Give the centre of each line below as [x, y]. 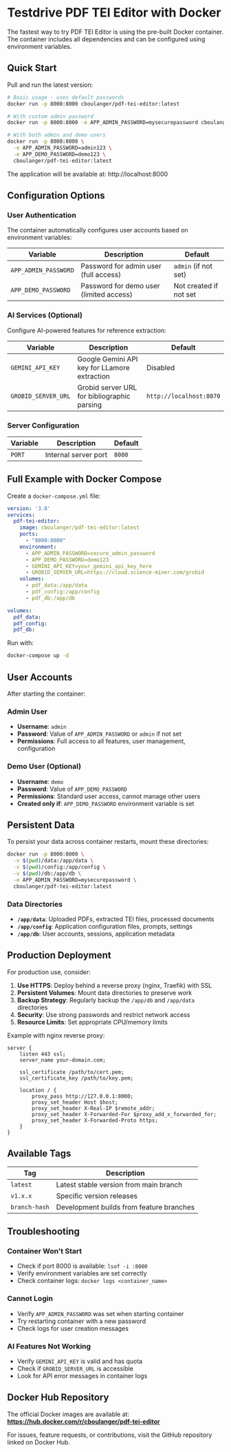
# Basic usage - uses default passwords [66, 97]
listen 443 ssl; [43, 1054]
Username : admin [42, 727]
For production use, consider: [49, 972]
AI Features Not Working [49, 1346]
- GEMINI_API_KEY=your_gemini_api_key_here [89, 566]
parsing [89, 405]
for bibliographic [104, 396]
